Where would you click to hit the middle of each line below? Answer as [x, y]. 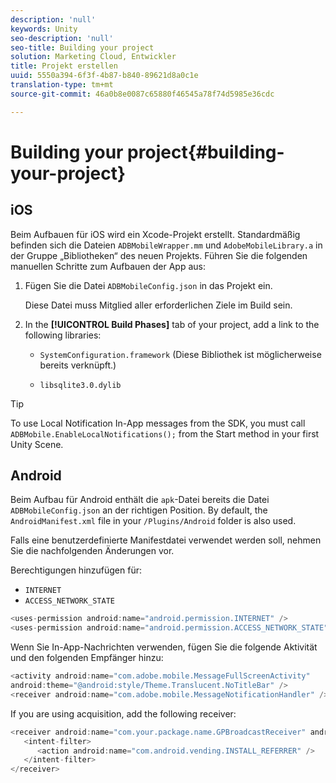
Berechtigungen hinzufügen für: [76, 570]
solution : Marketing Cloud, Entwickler [93, 57]
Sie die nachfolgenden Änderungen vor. [92, 551]
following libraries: [63, 335]
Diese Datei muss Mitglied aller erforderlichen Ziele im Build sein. [158, 305]
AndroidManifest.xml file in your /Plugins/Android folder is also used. [153, 521]
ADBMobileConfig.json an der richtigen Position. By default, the [139, 510]
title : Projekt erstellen [64, 66]
